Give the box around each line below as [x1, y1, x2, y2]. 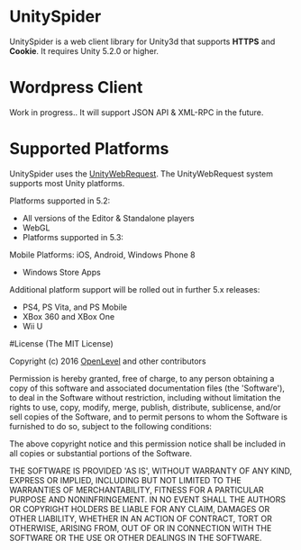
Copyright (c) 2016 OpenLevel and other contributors [9, 356, 206, 366]
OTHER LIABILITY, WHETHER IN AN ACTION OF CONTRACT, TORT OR [9, 513, 272, 524]
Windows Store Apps [22, 266, 101, 277]
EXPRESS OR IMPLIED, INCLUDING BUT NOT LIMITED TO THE [9, 474, 242, 485]
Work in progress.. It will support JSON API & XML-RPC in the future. [9, 106, 264, 118]
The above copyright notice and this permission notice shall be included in [9, 438, 286, 449]
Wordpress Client [9, 77, 143, 98]
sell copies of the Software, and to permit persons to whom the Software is [9, 411, 288, 422]
